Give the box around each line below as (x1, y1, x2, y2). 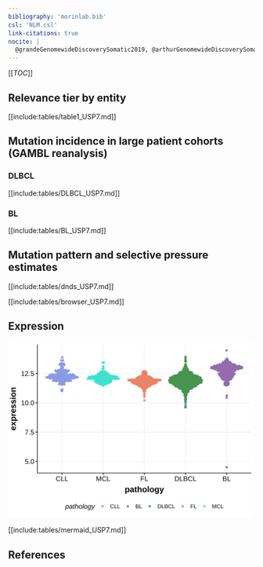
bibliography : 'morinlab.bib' (8, 13, 107, 20)
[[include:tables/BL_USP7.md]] (8, 225, 106, 235)
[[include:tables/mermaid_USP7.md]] (8, 525, 127, 535)
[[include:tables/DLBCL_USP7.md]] (8, 188, 121, 198)
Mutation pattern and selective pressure (8, 248, 209, 262)
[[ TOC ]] (8, 68, 33, 78)
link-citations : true (8, 29, 79, 37)
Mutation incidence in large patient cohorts (8, 134, 224, 148)
